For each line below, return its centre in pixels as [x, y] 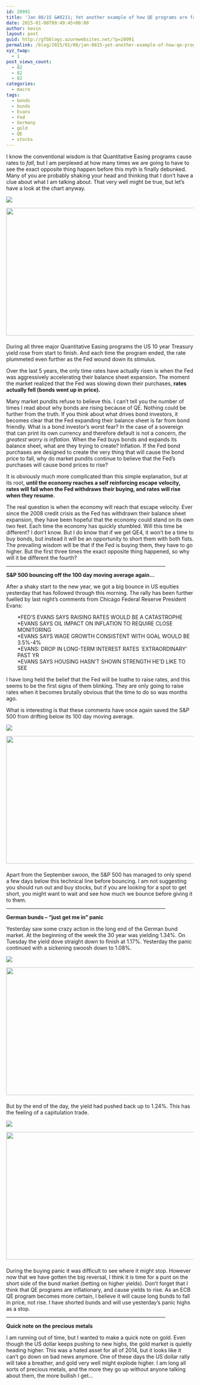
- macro [21, 90]
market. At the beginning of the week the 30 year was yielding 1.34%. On [96, 935]
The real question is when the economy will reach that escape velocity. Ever [99, 507]
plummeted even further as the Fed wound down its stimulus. [81, 359]
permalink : [20, 45]
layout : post [22, 34]
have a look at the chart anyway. [46, 188]
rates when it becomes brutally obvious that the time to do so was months [97, 692]
